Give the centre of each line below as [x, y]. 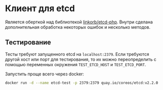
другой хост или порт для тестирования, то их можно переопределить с [81, 59]
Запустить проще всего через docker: [45, 74]
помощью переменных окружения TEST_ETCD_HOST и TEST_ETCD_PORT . [76, 64]
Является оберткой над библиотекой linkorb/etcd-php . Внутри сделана [79, 22]
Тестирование [28, 43]
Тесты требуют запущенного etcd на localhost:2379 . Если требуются [77, 54]
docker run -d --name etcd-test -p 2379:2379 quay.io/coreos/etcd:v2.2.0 [82, 83]
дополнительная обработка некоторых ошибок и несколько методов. [78, 27]
